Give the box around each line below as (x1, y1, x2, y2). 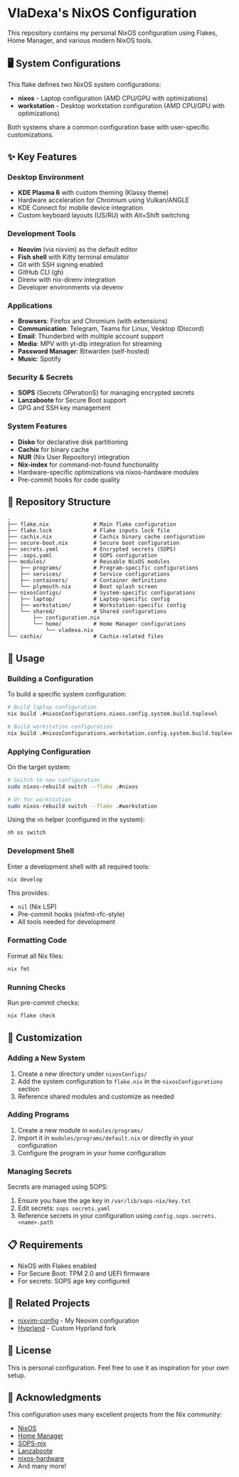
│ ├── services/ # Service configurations (7, 571, 171, 578)
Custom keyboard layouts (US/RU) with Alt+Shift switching (17, 211, 190, 220)
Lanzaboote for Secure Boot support (17, 396, 127, 405)
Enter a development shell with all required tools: (7, 862, 151, 871)
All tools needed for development (17, 918, 116, 926)
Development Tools (7, 229, 76, 239)
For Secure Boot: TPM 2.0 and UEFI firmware (17, 1269, 150, 1278)
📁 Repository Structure (7, 496, 111, 508)
